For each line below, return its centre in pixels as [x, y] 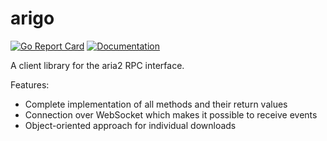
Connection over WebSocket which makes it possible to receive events [171, 114]
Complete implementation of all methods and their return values [156, 104]
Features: [30, 84]
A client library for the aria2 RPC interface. [97, 65]
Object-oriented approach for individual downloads [130, 125]
